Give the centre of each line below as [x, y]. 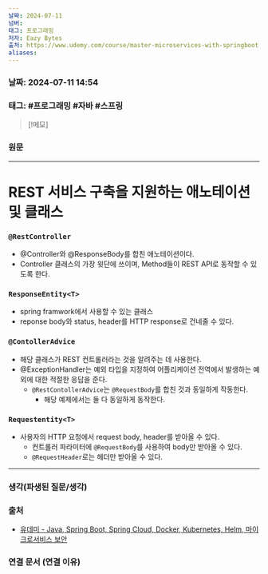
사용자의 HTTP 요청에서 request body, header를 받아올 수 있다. [120, 436]
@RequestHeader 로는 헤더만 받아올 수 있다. [97, 456]
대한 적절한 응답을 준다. [71, 379]
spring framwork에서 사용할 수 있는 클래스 [87, 312]
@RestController [40, 236]
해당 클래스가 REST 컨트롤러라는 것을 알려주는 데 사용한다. [110, 359]
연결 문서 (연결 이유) [45, 562]
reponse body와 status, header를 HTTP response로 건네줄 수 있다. [127, 321]
